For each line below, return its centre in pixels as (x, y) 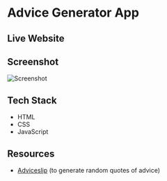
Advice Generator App (73, 13)
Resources (31, 154)
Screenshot (33, 61)
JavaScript (33, 132)
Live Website (36, 38)
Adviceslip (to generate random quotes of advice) (89, 171)
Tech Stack (32, 100)
